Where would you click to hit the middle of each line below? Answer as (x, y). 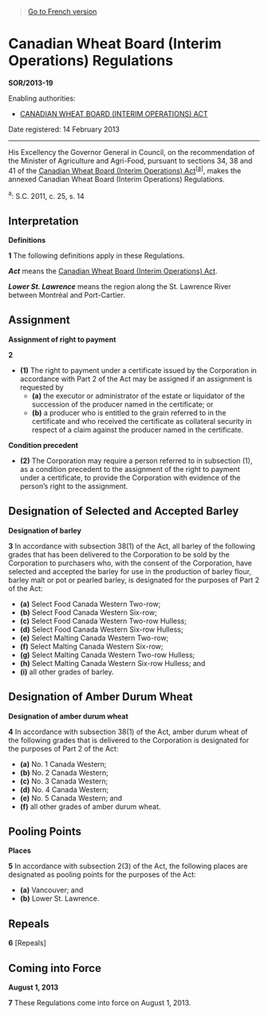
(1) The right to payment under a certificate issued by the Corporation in (138, 370)
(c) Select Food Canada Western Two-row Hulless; (103, 620)
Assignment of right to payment (62, 339)
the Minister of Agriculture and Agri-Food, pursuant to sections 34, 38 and (130, 161)
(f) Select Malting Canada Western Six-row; (91, 646)
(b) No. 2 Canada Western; (64, 772)
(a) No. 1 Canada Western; (63, 764)
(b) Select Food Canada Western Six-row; (88, 612)
